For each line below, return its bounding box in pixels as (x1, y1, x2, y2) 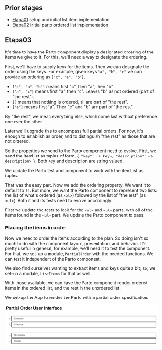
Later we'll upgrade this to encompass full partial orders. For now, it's (5, 128, 144, 134)
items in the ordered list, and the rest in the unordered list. (5, 285, 121, 291)
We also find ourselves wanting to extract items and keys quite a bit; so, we (5, 265, 156, 271)
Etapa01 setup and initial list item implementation (12, 17, 110, 22)
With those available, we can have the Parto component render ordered (5, 280, 148, 286)
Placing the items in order (5, 224, 67, 231)
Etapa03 (5, 36, 32, 44)
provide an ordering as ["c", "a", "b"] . (5, 74, 86, 80)
